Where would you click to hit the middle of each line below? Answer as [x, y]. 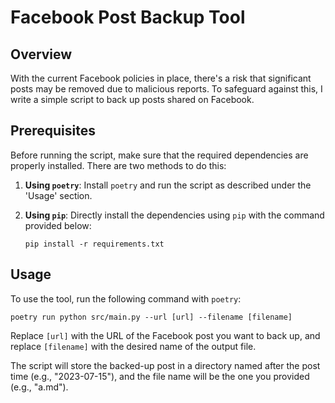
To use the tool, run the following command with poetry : [126, 298]
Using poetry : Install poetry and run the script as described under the [168, 185]
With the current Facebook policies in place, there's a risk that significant [161, 78]
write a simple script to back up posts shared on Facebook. [132, 99]
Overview [41, 54]
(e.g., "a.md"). [39, 387]
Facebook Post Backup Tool [128, 17]
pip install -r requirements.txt [94, 244]
